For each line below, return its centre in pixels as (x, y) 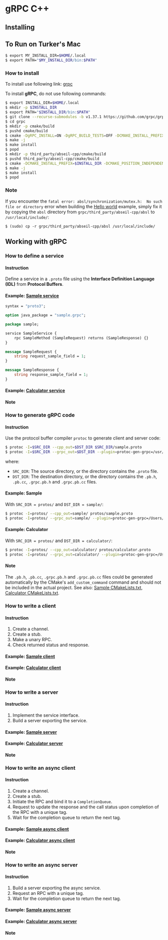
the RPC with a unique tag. (40, 812)
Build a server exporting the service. (50, 721)
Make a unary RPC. (32, 640)
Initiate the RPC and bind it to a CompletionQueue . (62, 801)
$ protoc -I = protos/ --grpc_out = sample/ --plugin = (59, 518)
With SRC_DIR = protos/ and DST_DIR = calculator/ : (59, 541)
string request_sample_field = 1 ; (50, 356)
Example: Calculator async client (40, 840)
